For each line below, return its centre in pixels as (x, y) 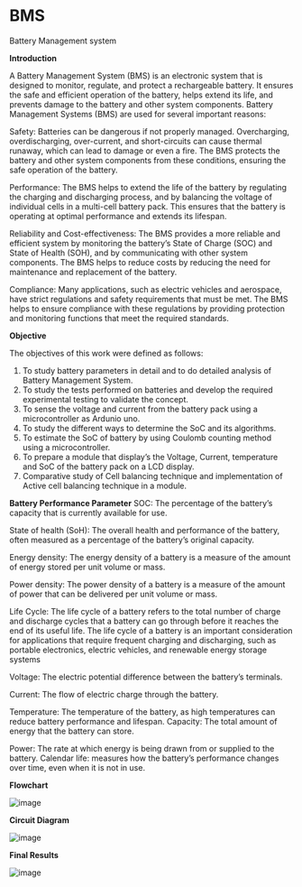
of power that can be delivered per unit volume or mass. (114, 594)
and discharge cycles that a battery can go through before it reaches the (144, 621)
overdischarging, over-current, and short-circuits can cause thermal (136, 141)
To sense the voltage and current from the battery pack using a (140, 409)
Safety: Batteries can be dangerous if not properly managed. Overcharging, (150, 131)
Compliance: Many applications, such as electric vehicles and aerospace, (146, 289)
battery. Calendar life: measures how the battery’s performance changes (144, 758)
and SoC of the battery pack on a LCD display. (109, 467)
